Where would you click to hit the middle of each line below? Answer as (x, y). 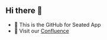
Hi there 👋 (24, 11)
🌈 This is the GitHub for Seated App (57, 24)
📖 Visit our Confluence (41, 31)
